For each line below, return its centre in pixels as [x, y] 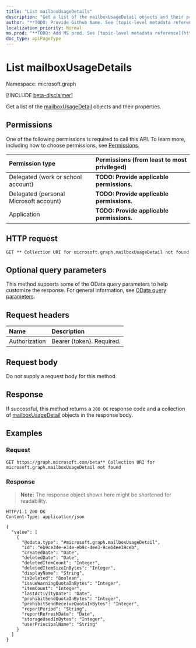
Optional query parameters [56, 270]
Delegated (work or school [45, 177]
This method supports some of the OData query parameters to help [87, 284]
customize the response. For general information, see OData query [86, 290]
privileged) [111, 167]
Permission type [32, 163]
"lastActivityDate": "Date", [57, 594]
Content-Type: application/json [45, 517]
